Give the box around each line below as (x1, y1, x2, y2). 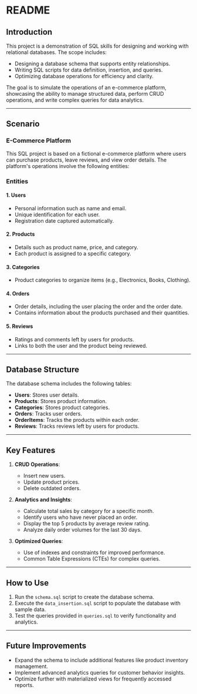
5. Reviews (6, 323, 33, 330)
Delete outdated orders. (23, 485, 81, 492)
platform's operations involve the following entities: (6, 162, 130, 169)
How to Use (6, 578, 49, 588)
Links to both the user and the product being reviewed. (14, 342, 148, 349)
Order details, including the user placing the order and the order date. (14, 303, 183, 310)
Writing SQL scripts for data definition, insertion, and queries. (14, 66, 163, 73)
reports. (14, 681, 34, 688)
